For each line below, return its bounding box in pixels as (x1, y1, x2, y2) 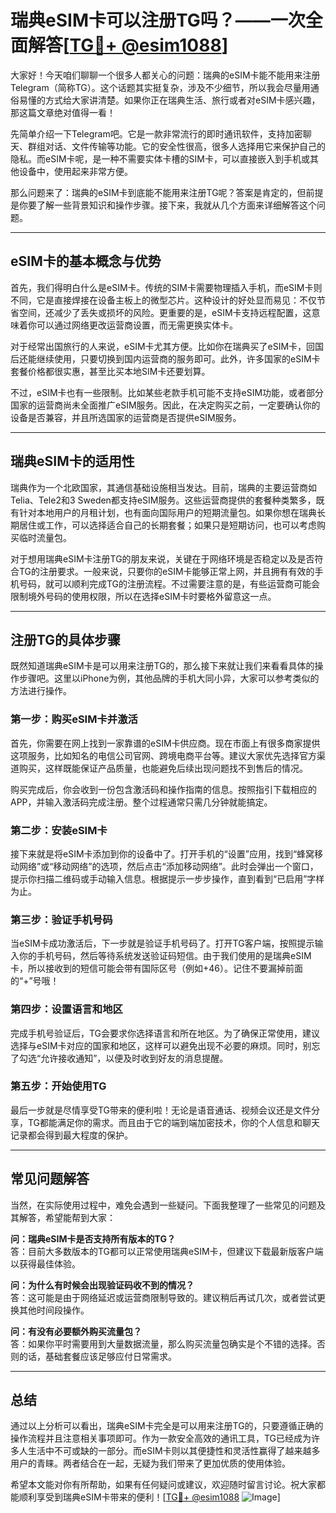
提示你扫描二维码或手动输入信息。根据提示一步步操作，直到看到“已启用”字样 (10, 872, 325, 885)
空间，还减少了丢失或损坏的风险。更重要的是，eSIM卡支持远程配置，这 (18, 306, 312, 318)
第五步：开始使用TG (10, 1079, 107, 1093)
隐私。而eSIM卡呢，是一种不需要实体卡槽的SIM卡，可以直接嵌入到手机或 (10, 152, 310, 165)
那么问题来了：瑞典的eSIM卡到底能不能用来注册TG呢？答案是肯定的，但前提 (10, 186, 324, 198)
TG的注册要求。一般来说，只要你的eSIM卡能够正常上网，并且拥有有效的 (18, 565, 315, 577)
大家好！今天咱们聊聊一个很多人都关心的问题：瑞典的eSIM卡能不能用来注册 (10, 69, 321, 81)
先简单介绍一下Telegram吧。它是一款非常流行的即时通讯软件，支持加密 (10, 127, 303, 140)
